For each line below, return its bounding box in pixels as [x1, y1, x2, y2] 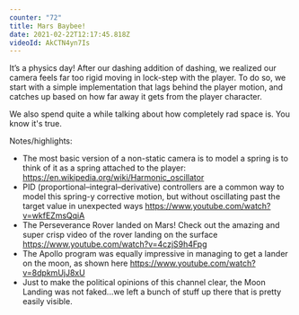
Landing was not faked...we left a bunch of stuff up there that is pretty [22, 286, 282, 297]
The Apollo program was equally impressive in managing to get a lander [22, 249, 289, 259]
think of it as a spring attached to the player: [22, 162, 187, 173]
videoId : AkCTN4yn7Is [9, 38, 91, 48]
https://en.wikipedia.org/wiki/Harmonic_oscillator [22, 172, 205, 183]
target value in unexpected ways [22, 201, 144, 212]
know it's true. [9, 118, 63, 129]
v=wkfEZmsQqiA [22, 210, 85, 221]
